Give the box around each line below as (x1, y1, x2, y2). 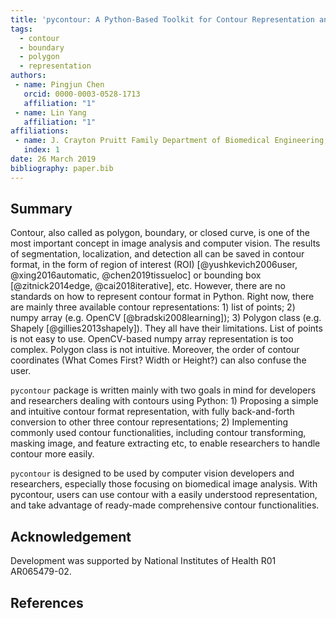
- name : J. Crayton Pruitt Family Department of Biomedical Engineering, (14, 136, 329, 146)
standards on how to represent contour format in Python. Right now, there (10, 291, 315, 303)
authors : (10, 71, 47, 81)
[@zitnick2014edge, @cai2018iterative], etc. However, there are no (10, 280, 286, 292)
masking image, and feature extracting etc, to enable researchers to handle (10, 437, 321, 450)
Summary (10, 201, 73, 218)
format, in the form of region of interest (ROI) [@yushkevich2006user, (10, 259, 298, 271)
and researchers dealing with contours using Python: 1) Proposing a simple (10, 395, 319, 407)
